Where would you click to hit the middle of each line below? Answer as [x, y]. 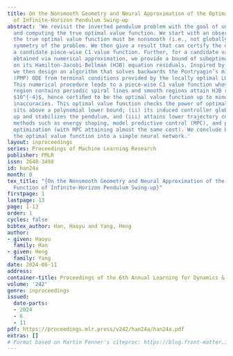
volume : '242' [28, 284]
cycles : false [28, 220]
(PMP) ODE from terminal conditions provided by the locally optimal [116, 78]
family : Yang [32, 258]
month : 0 [20, 175]
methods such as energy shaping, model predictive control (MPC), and [118, 123]
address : [20, 271]
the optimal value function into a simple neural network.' [102, 136]
